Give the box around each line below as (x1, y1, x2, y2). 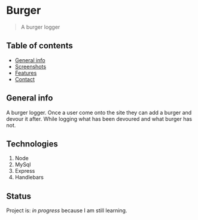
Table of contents (6, 41, 73, 51)
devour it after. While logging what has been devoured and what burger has (6, 115, 193, 123)
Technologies (6, 139, 59, 149)
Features (14, 69, 37, 77)
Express (14, 167, 35, 175)
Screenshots (14, 63, 47, 70)
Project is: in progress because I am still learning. (6, 207, 127, 214)
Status (6, 191, 32, 201)
